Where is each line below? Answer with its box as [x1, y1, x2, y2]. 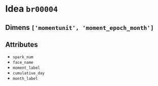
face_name [12, 60, 34, 65]
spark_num [12, 55, 34, 60]
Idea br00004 [5, 3, 58, 15]
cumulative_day [12, 71, 45, 76]
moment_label [12, 65, 41, 71]
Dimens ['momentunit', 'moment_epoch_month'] [5, 23, 154, 32]
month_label [12, 76, 38, 81]
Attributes [5, 40, 38, 49]
